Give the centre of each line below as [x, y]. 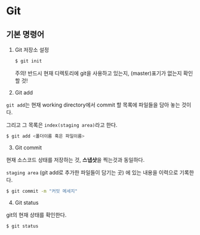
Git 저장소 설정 [32, 50]
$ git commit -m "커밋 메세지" [42, 191]
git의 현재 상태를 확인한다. [36, 215]
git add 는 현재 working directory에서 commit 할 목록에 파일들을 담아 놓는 [93, 105]
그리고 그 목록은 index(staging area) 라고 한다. [62, 125]
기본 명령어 [25, 34]
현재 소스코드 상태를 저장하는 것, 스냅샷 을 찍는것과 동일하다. [76, 159]
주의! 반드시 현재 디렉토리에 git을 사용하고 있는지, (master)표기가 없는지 [98, 73]
